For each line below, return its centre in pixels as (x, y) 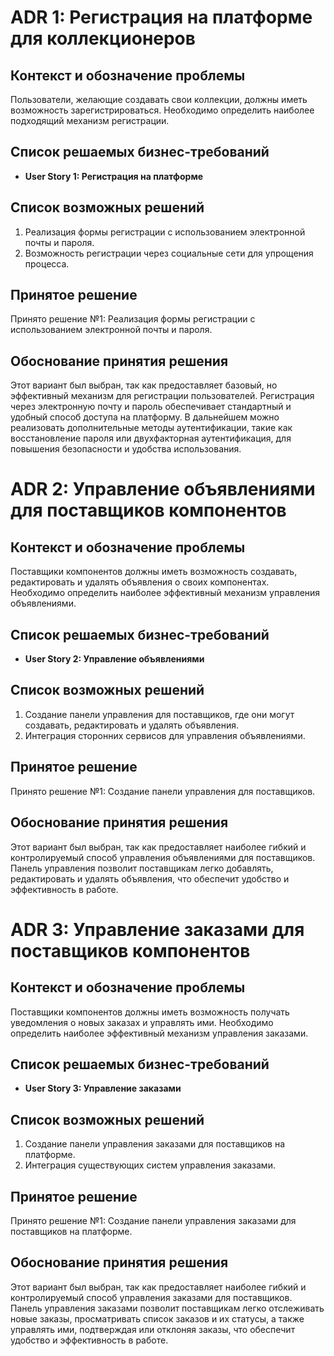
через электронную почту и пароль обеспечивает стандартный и (151, 407)
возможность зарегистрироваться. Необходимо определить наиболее (162, 110)
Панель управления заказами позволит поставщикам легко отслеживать (167, 1308)
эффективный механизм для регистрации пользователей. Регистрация (162, 396)
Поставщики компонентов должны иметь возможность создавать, (154, 572)
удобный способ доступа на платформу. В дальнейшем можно (145, 417)
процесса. (47, 263)
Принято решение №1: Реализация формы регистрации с (133, 319)
